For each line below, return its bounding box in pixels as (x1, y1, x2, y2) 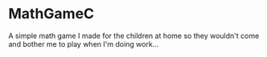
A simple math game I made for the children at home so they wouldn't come (8, 31, 260, 40)
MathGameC (8, 5, 95, 23)
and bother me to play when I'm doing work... (8, 39, 159, 48)
